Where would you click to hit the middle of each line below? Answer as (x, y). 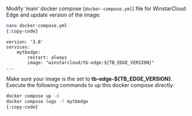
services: (18, 47)
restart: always (47, 57)
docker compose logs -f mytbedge (47, 101)
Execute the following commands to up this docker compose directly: (90, 85)
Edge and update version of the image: (53, 15)
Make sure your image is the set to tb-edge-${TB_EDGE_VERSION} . (90, 79)
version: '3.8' (25, 42)
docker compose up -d (33, 96)
